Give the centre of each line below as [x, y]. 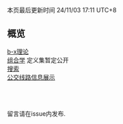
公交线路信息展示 [31, 77]
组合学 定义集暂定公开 [38, 60]
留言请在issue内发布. [37, 113]
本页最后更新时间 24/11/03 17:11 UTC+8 [62, 10]
